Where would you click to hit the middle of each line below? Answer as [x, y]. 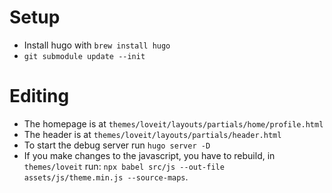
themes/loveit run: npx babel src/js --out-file [124, 166]
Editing [39, 96]
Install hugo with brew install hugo [97, 45]
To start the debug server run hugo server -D [117, 145]
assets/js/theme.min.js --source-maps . [106, 177]
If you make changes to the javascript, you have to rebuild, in [149, 155]
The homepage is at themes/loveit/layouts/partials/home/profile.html [173, 123]
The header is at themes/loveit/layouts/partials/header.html [152, 134]
